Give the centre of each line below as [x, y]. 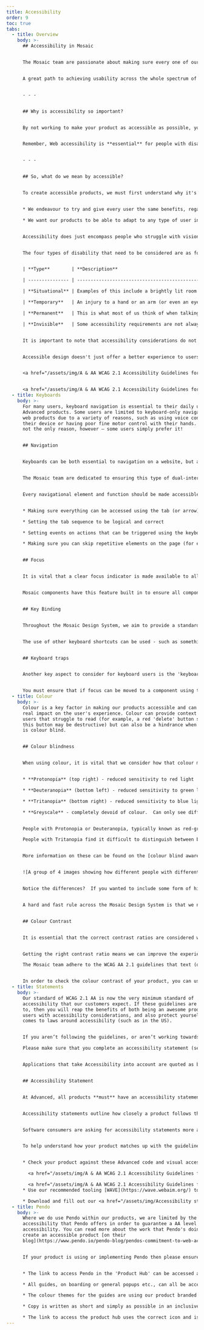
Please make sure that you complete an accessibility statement [105, 1049]
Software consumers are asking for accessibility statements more [108, 1130]
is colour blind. [44, 730]
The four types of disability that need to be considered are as [107, 253]
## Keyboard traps [46, 658]
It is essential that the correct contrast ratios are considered [108, 938]
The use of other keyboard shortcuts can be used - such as [100, 642]
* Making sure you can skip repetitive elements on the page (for [108, 544]
